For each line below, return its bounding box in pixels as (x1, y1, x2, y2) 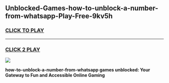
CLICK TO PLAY (5, 27, 44, 34)
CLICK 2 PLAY (5, 46, 40, 53)
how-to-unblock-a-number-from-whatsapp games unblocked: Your (5, 66, 150, 72)
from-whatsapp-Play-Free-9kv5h (5, 12, 113, 21)
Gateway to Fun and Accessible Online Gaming (5, 72, 105, 78)
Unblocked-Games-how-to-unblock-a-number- (5, 4, 158, 13)
